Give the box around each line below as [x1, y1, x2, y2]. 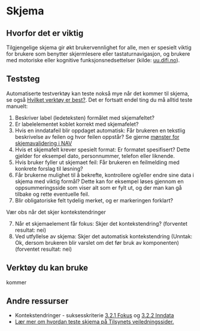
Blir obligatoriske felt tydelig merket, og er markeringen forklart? [14, 196, 174, 204]
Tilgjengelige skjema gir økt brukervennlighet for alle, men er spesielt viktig [6, 44, 192, 51]
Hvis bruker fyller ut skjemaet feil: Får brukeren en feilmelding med [14, 159, 180, 166]
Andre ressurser [6, 296, 69, 306]
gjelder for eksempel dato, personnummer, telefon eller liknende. [14, 152, 175, 159]
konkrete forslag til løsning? [14, 165, 84, 172]
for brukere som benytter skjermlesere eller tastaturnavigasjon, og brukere [6, 50, 190, 57]
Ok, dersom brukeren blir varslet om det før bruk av [14, 239, 142, 246]
